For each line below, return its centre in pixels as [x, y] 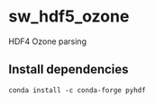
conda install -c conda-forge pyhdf [77, 90]
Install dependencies [68, 69]
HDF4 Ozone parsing [48, 41]
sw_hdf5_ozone [69, 17]
